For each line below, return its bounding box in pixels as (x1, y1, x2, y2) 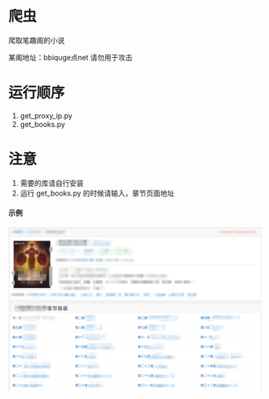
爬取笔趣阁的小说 (8, 35, 65, 45)
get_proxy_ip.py (19, 110, 73, 121)
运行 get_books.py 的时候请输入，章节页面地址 (19, 188, 175, 198)
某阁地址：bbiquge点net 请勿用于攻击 (8, 52, 133, 62)
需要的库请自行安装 (19, 178, 84, 187)
